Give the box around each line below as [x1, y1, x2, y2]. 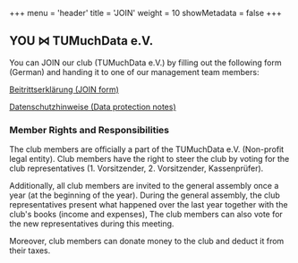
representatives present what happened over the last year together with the [9, 199, 288, 210]
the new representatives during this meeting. [9, 218, 175, 229]
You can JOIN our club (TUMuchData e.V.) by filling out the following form [9, 57, 282, 68]
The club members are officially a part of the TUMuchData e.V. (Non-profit [9, 144, 285, 155]
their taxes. [9, 245, 51, 256]
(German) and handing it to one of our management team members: [9, 66, 260, 77]
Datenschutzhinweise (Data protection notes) [9, 101, 176, 112]
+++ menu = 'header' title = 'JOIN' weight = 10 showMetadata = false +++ [9, 8, 282, 18]
